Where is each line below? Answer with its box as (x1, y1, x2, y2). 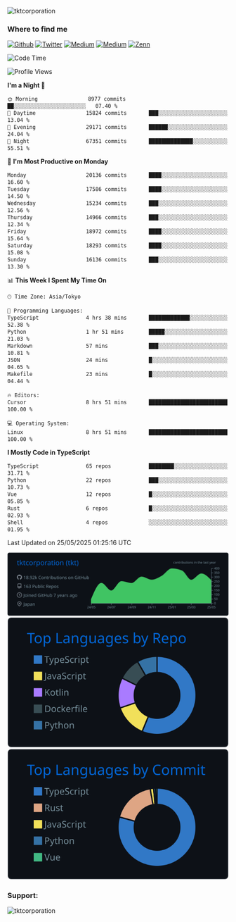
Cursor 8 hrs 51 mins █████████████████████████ (7, 399, 228, 406)
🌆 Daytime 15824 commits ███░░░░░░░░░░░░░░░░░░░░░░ (7, 110, 228, 117)
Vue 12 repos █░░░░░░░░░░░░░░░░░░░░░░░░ (7, 491, 228, 498)
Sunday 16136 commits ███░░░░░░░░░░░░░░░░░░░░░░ (7, 256, 228, 263)
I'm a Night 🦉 (7, 81, 46, 89)
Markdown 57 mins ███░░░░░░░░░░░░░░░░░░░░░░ (7, 342, 228, 350)
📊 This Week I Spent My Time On (7, 276, 107, 285)
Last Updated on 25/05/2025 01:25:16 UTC (7, 539, 132, 547)
